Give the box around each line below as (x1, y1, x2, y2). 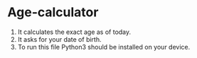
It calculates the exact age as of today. (17, 28, 132, 36)
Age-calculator (7, 4, 99, 21)
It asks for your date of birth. (17, 35, 102, 43)
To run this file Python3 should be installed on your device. (17, 42, 191, 51)
